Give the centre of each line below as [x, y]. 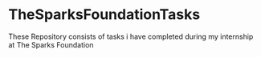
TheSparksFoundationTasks [104, 15]
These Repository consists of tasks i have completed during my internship [131, 36]
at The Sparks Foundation [51, 44]
